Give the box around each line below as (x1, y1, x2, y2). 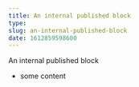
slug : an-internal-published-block (8, 26, 128, 34)
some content (19, 71, 67, 81)
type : (8, 19, 27, 27)
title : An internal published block (8, 11, 131, 20)
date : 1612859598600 (8, 34, 78, 42)
